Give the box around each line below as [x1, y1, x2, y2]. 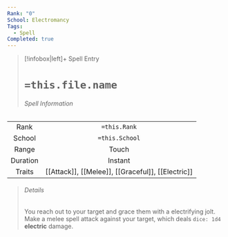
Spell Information [23, 99, 74, 107]
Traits [15, 167, 34, 176]
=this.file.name [23, 79, 117, 92]
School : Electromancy [7, 17, 70, 23]
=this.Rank [101, 123, 137, 131]
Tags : [7, 23, 23, 30]
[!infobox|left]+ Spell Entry [23, 54, 99, 63]
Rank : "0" [7, 10, 36, 17]
